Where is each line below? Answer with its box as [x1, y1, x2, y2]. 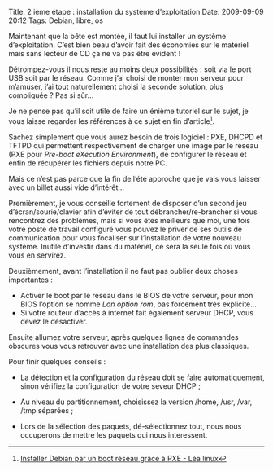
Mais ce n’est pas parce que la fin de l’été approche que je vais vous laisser [8, 174, 262, 183]
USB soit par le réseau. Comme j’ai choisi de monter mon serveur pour [8, 73, 245, 82]
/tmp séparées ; [19, 405, 74, 415]
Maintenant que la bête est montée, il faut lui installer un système [8, 32, 227, 41]
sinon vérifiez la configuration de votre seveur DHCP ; [19, 381, 201, 390]
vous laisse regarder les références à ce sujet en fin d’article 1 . [8, 115, 215, 125]
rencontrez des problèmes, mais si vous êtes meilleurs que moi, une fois [8, 215, 250, 225]
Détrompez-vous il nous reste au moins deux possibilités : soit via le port [8, 64, 252, 74]
